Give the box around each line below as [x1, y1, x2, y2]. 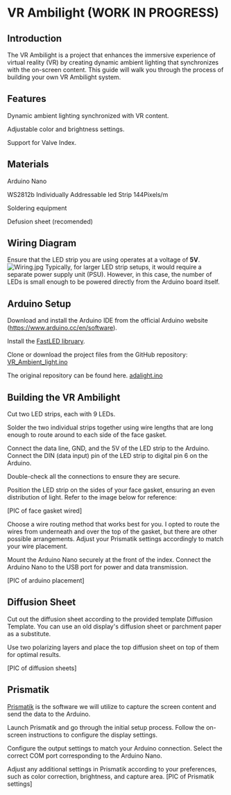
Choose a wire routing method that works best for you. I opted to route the [7, 520, 220, 529]
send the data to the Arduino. [7, 710, 91, 718]
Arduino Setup [7, 298, 71, 309]
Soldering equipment [7, 203, 67, 212]
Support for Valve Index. [7, 138, 77, 146]
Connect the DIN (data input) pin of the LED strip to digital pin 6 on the [7, 452, 208, 460]
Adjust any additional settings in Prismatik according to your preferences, [7, 764, 217, 773]
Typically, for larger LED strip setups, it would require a [44, 263, 203, 271]
